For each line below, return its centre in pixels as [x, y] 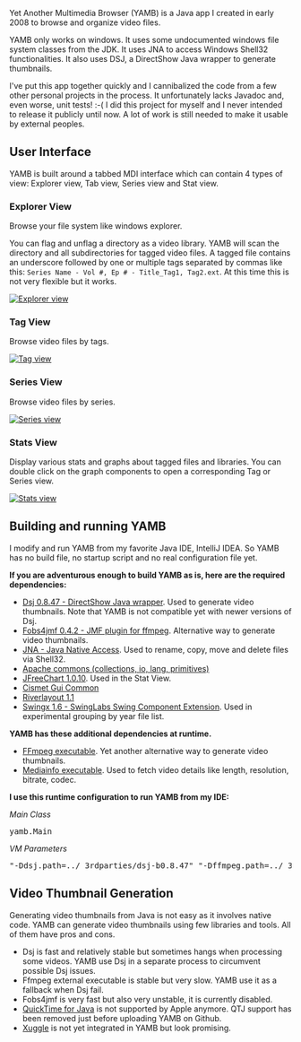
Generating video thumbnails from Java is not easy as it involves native [140, 915]
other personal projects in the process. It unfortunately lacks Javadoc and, [147, 95]
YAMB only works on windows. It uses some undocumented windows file [144, 40]
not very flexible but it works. [63, 282]
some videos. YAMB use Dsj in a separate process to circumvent [142, 961]
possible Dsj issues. [59, 970]
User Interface [51, 152]
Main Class [30, 814]
